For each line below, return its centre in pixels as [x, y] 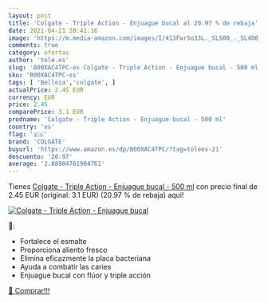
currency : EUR [32, 97]
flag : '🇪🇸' [28, 134]
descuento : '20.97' [41, 156]
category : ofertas [39, 53]
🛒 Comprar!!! [29, 291]
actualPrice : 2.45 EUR [46, 90]
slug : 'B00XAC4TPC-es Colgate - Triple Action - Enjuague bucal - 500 [128, 68]
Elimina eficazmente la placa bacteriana [85, 258]
